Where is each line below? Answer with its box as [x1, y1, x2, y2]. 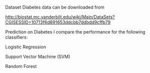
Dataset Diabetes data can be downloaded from [5, 4, 105, 10]
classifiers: [5, 34, 28, 40]
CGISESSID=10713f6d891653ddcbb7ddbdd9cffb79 [5, 19, 111, 25]
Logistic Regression [5, 44, 46, 49]
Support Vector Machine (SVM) [5, 53, 70, 59]
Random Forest [5, 63, 37, 69]
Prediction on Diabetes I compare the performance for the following [5, 29, 145, 34]
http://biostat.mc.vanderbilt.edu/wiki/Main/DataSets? [5, 14, 115, 19]
